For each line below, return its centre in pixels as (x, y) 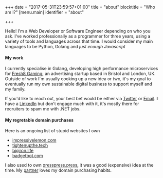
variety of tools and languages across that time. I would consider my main (79, 41)
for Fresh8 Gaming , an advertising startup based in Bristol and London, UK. (80, 74)
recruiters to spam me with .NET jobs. (43, 109)
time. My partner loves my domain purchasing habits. (58, 170)
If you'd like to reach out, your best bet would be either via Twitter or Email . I (81, 99)
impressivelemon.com (34, 140)
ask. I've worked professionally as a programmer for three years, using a (78, 36)
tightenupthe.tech (30, 145)
